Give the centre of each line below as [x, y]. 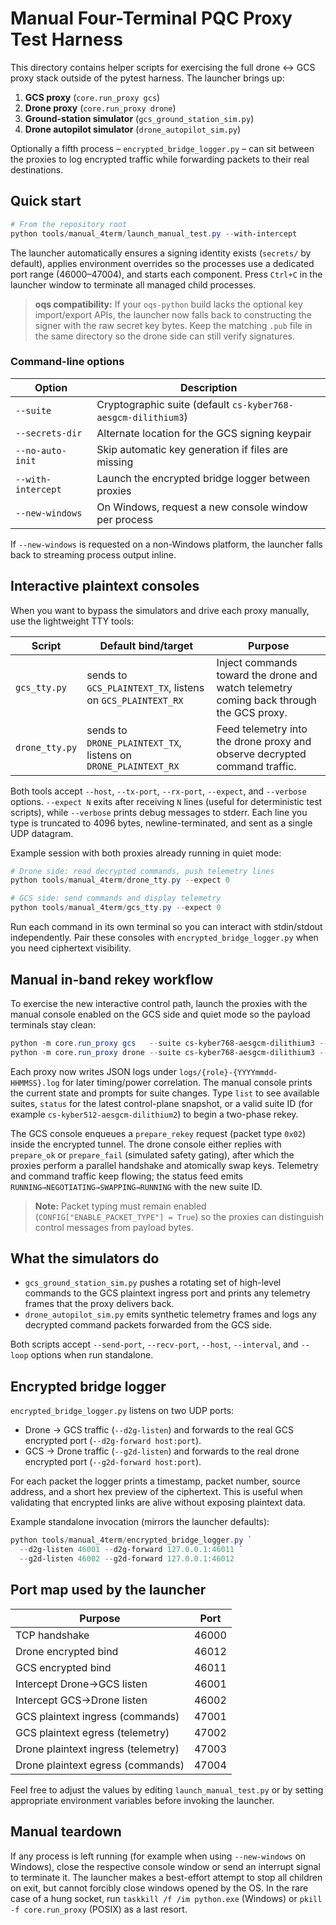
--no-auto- [41, 450]
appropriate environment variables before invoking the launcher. [142, 1800]
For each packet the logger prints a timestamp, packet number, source [155, 1481]
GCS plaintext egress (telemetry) [92, 1732]
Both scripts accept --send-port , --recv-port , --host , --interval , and [154, 1344]
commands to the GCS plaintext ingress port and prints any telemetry [167, 1293]
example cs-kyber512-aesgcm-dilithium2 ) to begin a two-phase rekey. [154, 1114]
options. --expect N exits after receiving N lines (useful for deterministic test [166, 801]
